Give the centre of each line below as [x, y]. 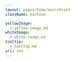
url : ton [14, 51]
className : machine [25, 14]
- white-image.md [28, 37]
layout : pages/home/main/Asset [38, 10]
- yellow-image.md [29, 28]
